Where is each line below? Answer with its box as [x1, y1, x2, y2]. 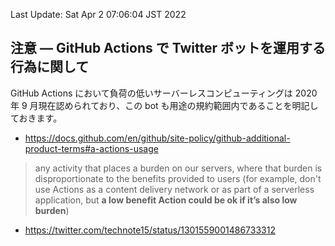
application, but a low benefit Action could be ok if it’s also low [34, 194, 298, 206]
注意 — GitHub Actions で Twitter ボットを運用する [10, 40, 326, 57]
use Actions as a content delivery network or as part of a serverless [34, 183, 315, 195]
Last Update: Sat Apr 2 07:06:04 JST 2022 [10, 9, 187, 20]
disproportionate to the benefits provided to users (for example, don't [34, 172, 322, 184]
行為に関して [10, 59, 90, 76]
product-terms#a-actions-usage [24, 142, 159, 154]
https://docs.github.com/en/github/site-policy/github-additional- [24, 132, 291, 144]
